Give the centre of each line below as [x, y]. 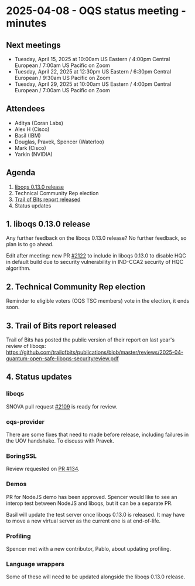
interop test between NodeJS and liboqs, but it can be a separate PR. [89, 503]
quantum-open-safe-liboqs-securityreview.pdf [62, 359]
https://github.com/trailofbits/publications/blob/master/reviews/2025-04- [95, 352]
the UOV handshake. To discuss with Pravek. [60, 441]
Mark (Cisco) [30, 148]
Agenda [21, 173]
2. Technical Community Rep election [76, 287]
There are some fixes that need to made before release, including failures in [97, 435]
